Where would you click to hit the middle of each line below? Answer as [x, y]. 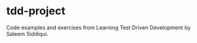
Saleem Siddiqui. [27, 33]
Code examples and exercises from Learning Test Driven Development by [98, 27]
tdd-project [36, 11]
